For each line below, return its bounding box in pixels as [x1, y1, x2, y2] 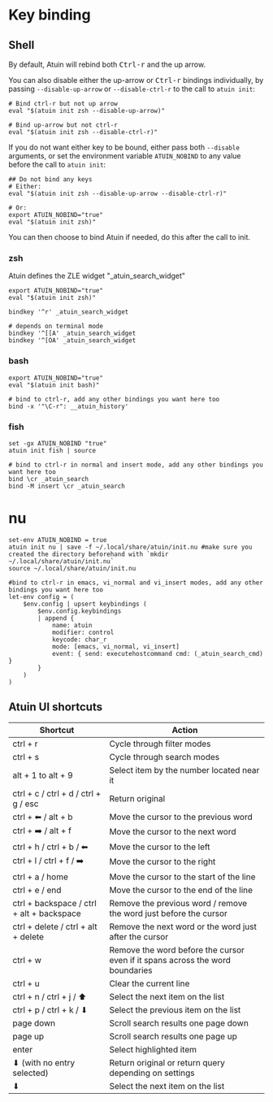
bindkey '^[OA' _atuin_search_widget [8, 336, 136, 345]
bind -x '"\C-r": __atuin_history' [8, 402, 129, 410]
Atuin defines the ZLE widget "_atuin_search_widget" [8, 271, 185, 281]
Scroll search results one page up [109, 1030, 237, 1042]
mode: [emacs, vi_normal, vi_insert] [51, 642, 180, 651]
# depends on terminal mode [8, 323, 104, 331]
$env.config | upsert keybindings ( [23, 600, 148, 608]
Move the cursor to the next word [109, 826, 236, 838]
